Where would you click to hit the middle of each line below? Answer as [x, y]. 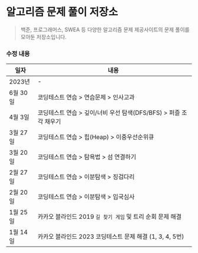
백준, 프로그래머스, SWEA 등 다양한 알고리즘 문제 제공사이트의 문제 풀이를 [105, 29]
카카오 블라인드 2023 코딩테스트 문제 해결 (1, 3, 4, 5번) [111, 236]
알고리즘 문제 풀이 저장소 [62, 12]
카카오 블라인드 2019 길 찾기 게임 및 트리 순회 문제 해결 [109, 217]
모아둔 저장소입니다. [43, 37]
